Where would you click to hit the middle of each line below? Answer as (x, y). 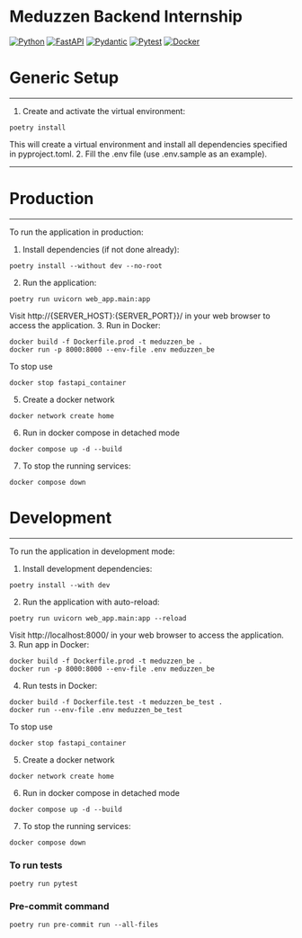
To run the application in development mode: (92, 551)
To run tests (36, 865)
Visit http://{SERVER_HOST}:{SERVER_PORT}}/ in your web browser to (140, 316)
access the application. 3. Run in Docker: (85, 325)
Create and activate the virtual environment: (104, 111)
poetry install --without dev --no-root (86, 266)
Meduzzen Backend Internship (126, 17)
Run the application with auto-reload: (91, 602)
